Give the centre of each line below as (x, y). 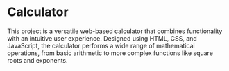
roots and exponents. (37, 60)
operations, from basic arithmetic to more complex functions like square (110, 53)
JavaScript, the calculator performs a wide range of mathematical (101, 45)
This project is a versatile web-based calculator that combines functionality (115, 31)
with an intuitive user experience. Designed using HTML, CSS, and (102, 38)
